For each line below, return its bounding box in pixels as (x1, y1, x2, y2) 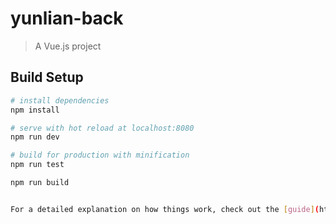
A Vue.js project (34, 40, 102, 52)
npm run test (10, 160, 65, 170)
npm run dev (10, 132, 60, 142)
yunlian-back (10, 7, 124, 30)
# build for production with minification (10, 150, 190, 161)
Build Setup (10, 69, 84, 86)
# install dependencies (10, 95, 110, 106)
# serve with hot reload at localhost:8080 (10, 123, 195, 133)
